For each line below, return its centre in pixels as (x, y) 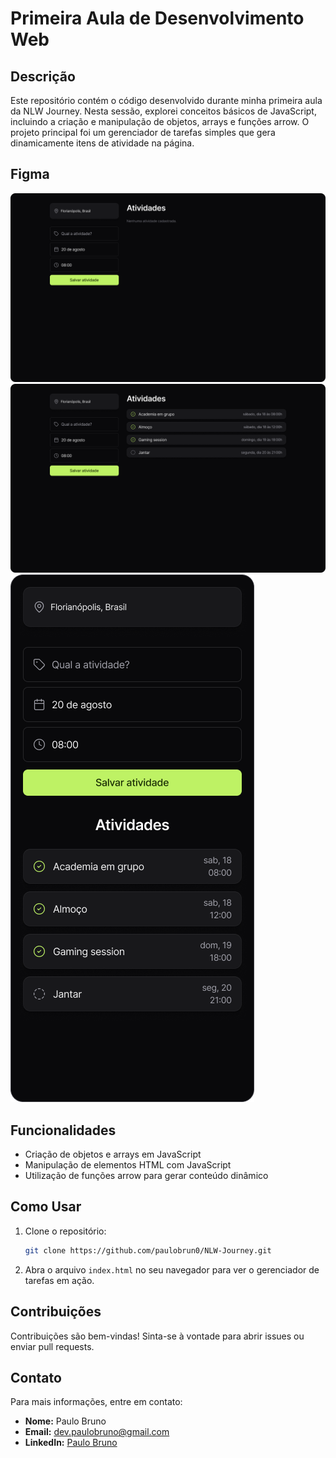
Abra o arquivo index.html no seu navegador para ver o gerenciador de (172, 1269)
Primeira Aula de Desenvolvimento (157, 18)
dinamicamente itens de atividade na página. (102, 143)
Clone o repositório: (65, 1231)
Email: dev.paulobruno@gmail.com (97, 1432)
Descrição (43, 76)
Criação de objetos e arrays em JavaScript (113, 1154)
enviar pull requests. (52, 1346)
